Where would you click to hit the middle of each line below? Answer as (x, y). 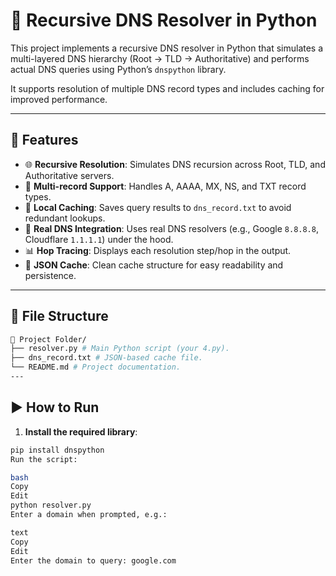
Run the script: (44, 459)
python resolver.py (51, 505)
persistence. (50, 275)
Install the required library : (81, 431)
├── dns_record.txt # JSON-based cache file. (106, 358)
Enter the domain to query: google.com (93, 560)
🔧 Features (44, 140)
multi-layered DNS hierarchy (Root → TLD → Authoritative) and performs (160, 58)
